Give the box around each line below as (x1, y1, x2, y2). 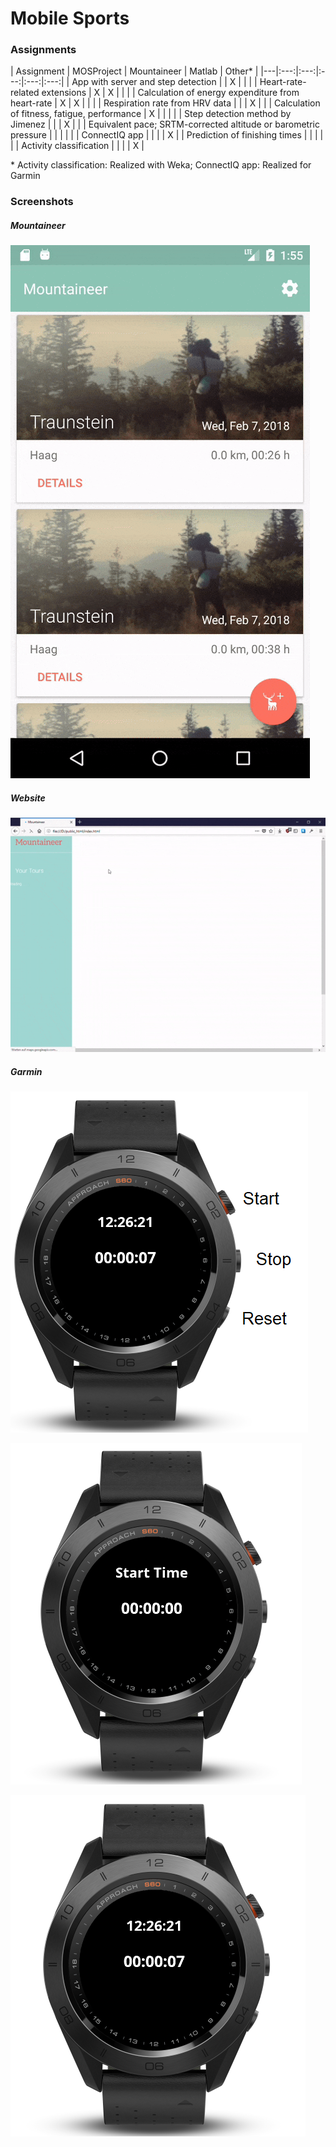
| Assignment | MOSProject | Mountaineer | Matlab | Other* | (10, 65, 259, 77)
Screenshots (10, 195, 74, 209)
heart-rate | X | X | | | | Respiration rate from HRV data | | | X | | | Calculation (10, 97, 321, 109)
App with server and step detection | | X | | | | (71, 76, 258, 88)
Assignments (10, 43, 77, 57)
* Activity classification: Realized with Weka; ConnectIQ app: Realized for (10, 159, 312, 171)
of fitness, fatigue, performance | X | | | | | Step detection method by (10, 108, 292, 120)
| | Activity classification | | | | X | (10, 140, 145, 152)
